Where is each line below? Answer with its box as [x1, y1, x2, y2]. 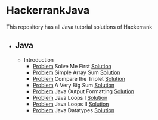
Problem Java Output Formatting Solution [32, 87, 135, 95]
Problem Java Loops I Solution [32, 94, 108, 101]
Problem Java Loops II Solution [32, 100, 109, 108]
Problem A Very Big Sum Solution [32, 81, 115, 89]
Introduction [23, 56, 54, 63]
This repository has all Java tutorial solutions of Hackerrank [6, 23, 153, 30]
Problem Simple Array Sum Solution [32, 69, 120, 76]
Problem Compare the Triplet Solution [32, 75, 126, 82]
